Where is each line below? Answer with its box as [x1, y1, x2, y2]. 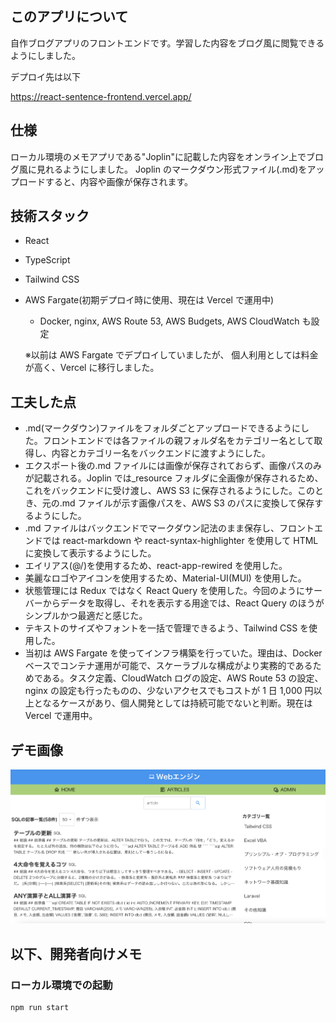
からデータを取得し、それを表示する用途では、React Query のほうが [42, 597, 325, 609]
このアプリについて [10, 8, 129, 26]
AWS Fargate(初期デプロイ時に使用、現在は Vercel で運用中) [24, 294, 275, 306]
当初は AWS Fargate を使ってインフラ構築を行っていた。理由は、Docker [24, 647, 323, 659]
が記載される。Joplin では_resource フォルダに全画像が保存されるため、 [24, 472, 324, 484]
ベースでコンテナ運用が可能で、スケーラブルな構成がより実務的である [24, 660, 313, 672]
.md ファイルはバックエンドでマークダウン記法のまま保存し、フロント [24, 522, 315, 534]
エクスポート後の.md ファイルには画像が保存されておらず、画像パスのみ [24, 460, 323, 472]
